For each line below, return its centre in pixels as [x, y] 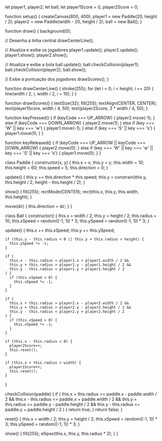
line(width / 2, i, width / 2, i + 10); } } [41, 94]
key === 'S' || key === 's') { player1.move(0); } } [53, 153]
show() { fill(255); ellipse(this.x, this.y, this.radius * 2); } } [62, 433]
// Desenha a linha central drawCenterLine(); [49, 40]
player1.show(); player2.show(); [36, 55]
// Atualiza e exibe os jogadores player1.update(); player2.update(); [72, 50]
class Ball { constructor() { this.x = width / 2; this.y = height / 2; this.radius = [81, 216]
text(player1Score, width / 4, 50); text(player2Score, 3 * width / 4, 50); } [76, 108]
